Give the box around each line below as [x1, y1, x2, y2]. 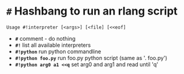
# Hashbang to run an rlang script [6, 4, 178, 18]
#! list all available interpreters [15, 41, 91, 49]
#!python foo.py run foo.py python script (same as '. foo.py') [15, 54, 168, 61]
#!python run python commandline [15, 47, 101, 55]
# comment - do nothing [15, 35, 76, 42]
